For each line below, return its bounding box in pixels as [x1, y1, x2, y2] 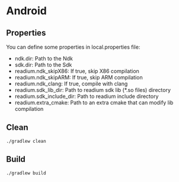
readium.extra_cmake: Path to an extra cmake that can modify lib [14, 99, 174, 106]
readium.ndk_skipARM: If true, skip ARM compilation [14, 74, 143, 81]
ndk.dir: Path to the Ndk [14, 55, 73, 62]
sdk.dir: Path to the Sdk [14, 61, 72, 68]
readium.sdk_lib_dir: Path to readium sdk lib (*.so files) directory [14, 87, 171, 93]
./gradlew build [6, 170, 46, 176]
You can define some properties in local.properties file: [6, 43, 140, 50]
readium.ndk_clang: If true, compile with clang [14, 80, 128, 87]
